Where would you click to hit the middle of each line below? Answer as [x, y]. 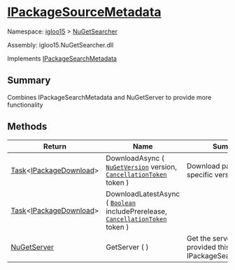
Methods [27, 127]
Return [55, 146]
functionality [25, 105]
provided [201, 247]
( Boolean [121, 202]
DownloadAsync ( [135, 158]
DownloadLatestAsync [143, 194]
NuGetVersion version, [141, 167]
